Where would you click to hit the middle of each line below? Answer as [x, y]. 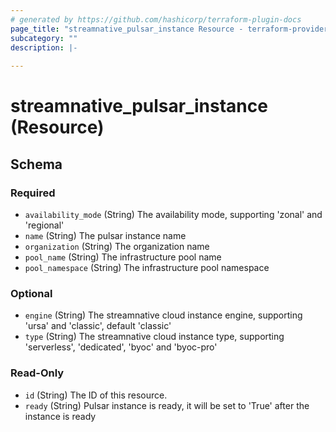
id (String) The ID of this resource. [96, 395]
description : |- [44, 47]
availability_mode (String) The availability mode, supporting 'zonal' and [173, 214]
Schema [36, 164]
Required [33, 193]
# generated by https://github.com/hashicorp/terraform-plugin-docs [156, 19]
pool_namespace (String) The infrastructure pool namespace [147, 267]
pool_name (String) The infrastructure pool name [123, 257]
